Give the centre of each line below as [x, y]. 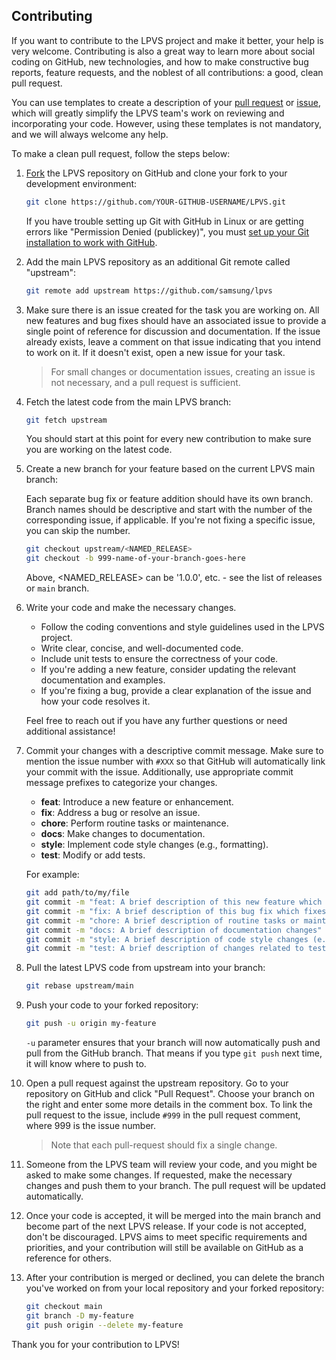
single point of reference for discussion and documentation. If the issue [173, 331]
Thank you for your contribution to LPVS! [95, 1344]
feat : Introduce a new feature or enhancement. [137, 802]
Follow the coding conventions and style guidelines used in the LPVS [182, 627]
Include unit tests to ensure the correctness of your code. [159, 659]
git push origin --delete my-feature [104, 1325]
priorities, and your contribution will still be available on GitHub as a [164, 1248]
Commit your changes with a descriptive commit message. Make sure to [174, 751]
